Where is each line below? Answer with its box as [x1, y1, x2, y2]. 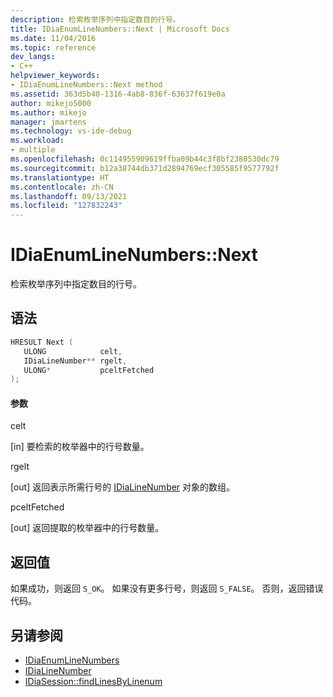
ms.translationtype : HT [10, 172, 110, 183]
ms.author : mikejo [10, 107, 87, 118]
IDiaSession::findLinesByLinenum [24, 676, 163, 688]
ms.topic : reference [10, 42, 97, 53]
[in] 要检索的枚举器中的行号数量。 [10, 441, 150, 453]
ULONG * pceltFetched [23, 365, 155, 375]
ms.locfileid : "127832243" [10, 201, 123, 211]
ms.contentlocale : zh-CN [10, 182, 114, 192]
